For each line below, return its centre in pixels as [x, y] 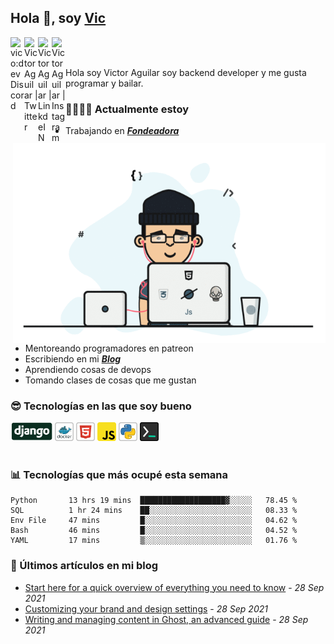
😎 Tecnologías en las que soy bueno [101, 406]
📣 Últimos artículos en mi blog [84, 566]
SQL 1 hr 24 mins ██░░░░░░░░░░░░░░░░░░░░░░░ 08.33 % [154, 511]
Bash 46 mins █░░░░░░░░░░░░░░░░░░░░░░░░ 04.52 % [154, 531]
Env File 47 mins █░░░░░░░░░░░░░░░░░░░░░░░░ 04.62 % [154, 521]
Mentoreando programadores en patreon [109, 348]
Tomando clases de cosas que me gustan [110, 380]
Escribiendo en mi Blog [73, 358]
